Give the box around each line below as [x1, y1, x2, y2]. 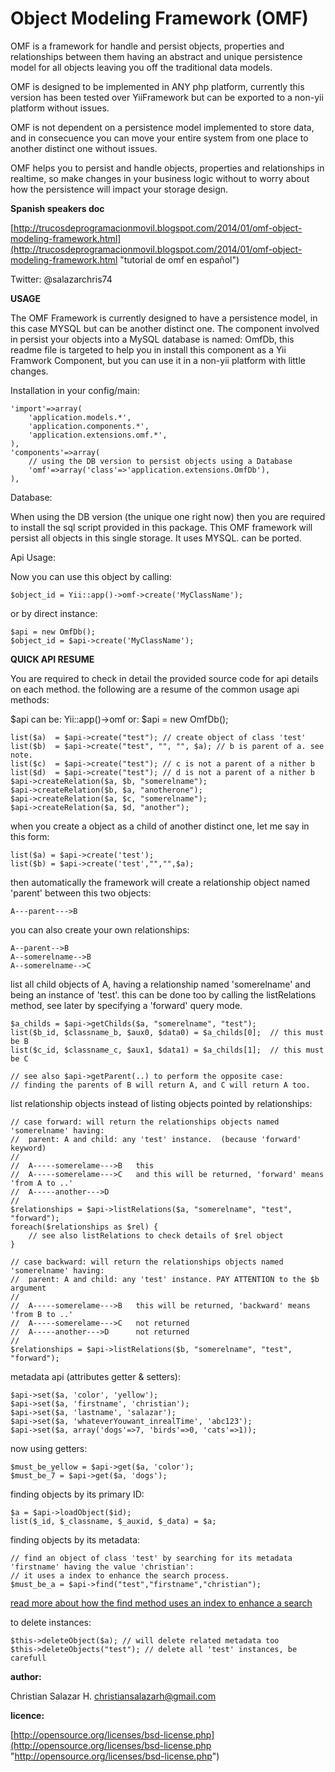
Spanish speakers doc [10, 202, 105, 214]
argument [10, 1283, 47, 1293]
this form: [10, 830, 50, 842]
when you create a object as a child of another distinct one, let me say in [10, 820, 310, 832]
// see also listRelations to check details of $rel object [28, 1230, 284, 1241]
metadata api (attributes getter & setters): [10, 1370, 181, 1382]
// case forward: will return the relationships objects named [10, 1117, 280, 1127]
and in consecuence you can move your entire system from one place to [10, 132, 309, 144]
